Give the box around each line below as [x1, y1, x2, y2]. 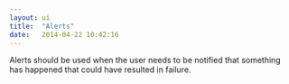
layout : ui [9, 13, 51, 23]
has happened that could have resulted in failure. [9, 64, 191, 75]
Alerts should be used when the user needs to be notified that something [9, 55, 282, 66]
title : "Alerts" [9, 22, 75, 31]
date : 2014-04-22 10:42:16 [9, 30, 119, 39]
